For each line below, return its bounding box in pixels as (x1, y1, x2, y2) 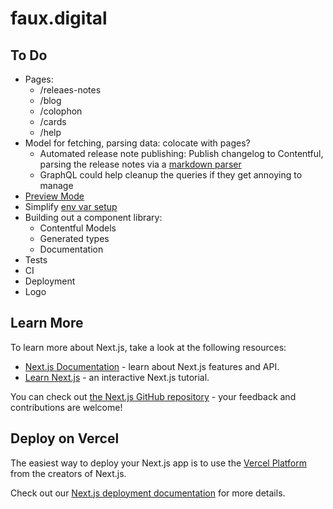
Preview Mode (24, 190, 85, 202)
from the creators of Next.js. (10, 467, 127, 479)
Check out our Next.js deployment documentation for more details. (10, 487, 286, 499)
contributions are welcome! (10, 401, 123, 413)
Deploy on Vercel (10, 430, 120, 447)
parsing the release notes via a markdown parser (39, 158, 242, 170)
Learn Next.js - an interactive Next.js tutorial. (24, 371, 210, 383)
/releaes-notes (39, 84, 102, 96)
